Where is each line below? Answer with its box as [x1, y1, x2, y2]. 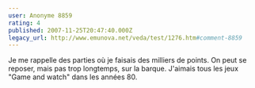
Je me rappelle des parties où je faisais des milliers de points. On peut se [8, 55, 247, 65]
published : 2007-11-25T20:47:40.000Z [8, 26, 133, 34]
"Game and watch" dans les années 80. [8, 72, 138, 82]
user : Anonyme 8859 [8, 11, 73, 20]
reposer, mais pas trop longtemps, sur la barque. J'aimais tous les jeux [8, 64, 239, 74]
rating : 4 [8, 19, 41, 27]
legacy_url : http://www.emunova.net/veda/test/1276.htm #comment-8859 [8, 33, 243, 42]
